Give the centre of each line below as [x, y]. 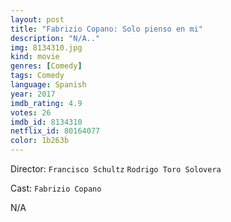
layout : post [37, 19]
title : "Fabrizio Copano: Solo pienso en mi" [106, 29]
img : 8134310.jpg [46, 47]
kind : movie [35, 57]
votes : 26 [31, 112]
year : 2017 [33, 94]
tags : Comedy [37, 76]
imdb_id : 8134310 [46, 122]
